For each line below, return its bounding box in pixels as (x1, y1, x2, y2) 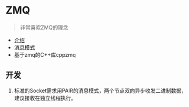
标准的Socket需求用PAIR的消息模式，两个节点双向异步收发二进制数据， (14, 87, 187, 94)
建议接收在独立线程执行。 (14, 94, 77, 101)
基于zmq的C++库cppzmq (14, 51, 76, 58)
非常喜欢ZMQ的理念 (19, 24, 68, 31)
